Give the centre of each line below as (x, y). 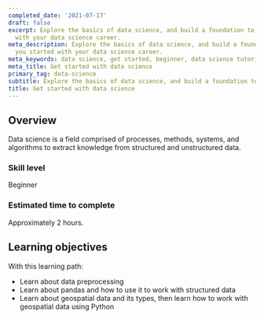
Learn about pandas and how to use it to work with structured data (127, 290)
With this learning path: (46, 266)
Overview (33, 120)
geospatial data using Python (67, 306)
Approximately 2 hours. (46, 222)
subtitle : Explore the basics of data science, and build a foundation (128, 81)
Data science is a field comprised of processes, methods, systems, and (124, 139)
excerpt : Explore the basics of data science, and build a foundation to (132, 30)
